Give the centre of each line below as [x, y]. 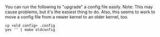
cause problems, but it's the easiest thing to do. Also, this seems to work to [80, 12]
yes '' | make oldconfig [30, 30]
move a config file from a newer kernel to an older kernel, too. [67, 17]
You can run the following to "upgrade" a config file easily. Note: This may [79, 7]
